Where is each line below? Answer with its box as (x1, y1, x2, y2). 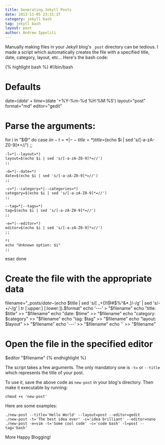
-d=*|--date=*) (5, 169, 37, 174)
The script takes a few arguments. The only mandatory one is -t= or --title (5, 364, 161, 370)
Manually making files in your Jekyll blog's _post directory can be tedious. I (5, 44, 159, 50)
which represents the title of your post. (5, 370, 84, 376)
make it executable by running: (5, 385, 68, 390)
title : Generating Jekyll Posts (5, 7, 72, 12)
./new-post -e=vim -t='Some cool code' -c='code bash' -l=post (5, 421, 138, 426)
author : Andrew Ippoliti (5, 30, 56, 35)
